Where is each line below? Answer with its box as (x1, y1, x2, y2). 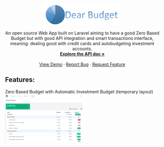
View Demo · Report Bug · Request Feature (39, 61, 126, 67)
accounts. (72, 46, 93, 52)
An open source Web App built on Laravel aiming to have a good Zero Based (5, 30, 160, 36)
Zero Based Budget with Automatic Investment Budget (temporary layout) (5, 88, 153, 94)
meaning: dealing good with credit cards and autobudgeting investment (10, 40, 155, 46)
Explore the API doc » (60, 51, 105, 57)
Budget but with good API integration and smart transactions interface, (11, 35, 154, 41)
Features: (5, 76, 35, 84)
